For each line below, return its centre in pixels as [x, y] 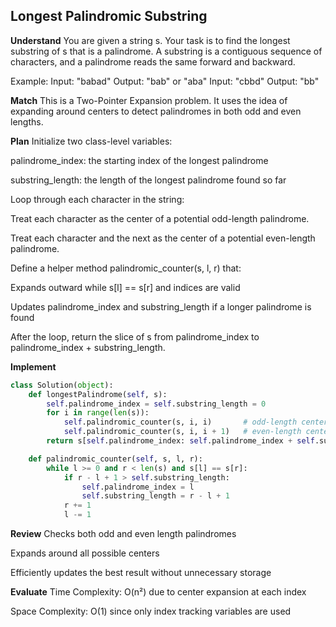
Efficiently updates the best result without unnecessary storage [141, 573]
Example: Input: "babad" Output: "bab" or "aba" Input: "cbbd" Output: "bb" [165, 81]
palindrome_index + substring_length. [88, 347]
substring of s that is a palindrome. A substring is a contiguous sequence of [166, 51]
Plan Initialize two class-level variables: [91, 141]
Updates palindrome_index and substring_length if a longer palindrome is [161, 306]
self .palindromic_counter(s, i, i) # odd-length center [196, 422]
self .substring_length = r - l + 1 [155, 496]
